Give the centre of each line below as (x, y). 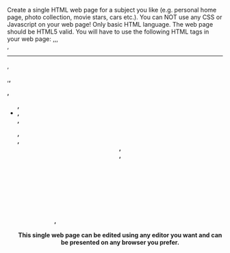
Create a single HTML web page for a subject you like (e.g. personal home (112, 10)
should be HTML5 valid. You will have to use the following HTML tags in (108, 31)
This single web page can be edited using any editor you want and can (120, 235)
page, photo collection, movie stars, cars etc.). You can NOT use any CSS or (115, 17)
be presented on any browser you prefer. (120, 242)
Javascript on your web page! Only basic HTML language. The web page (110, 24)
